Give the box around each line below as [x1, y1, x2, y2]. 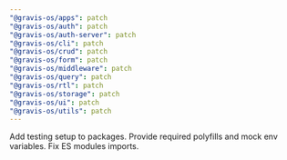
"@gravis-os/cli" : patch [9, 38, 104, 48]
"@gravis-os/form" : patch [9, 55, 108, 65]
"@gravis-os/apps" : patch [9, 13, 108, 23]
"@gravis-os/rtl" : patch [9, 81, 104, 90]
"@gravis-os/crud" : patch [9, 47, 108, 56]
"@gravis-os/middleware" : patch [9, 65, 132, 74]
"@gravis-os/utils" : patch [9, 106, 112, 115]
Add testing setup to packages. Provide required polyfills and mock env [9, 131, 278, 142]
